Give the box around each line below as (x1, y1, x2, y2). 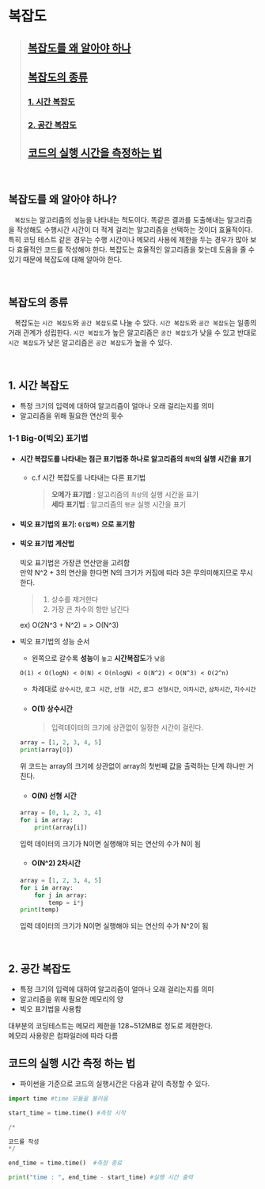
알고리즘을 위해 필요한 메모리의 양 (19, 994, 124, 1004)
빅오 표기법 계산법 (19, 539, 75, 549)
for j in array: (34, 891, 88, 899)
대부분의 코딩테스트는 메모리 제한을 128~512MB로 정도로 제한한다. (8, 1021, 214, 1031)
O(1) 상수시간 (31, 704, 73, 713)
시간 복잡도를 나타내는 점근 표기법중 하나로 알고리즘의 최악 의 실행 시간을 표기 (19, 454, 252, 463)
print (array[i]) (34, 823, 88, 831)
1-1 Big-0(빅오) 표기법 (8, 432, 89, 443)
